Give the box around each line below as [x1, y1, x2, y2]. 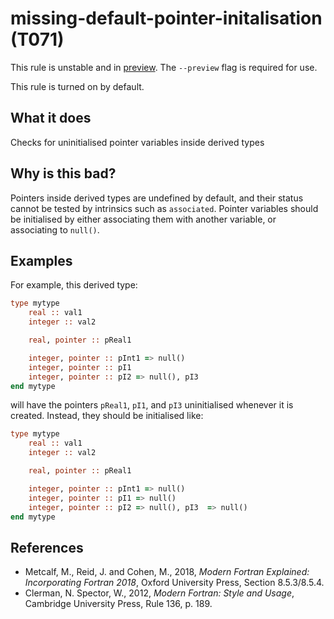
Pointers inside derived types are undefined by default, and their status [10, 192, 304, 204]
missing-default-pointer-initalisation [10, 7, 323, 30]
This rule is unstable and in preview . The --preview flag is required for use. [10, 61, 318, 73]
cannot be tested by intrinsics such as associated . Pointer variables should [10, 202, 319, 214]
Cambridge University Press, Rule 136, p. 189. [24, 598, 213, 610]
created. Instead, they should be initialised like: [10, 410, 204, 422]
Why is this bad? [10, 165, 117, 182]
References [10, 539, 84, 556]
